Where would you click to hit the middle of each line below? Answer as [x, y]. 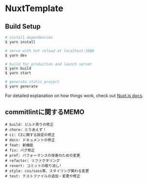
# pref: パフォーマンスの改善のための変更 [43, 155]
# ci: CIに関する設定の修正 [30, 135]
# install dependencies [29, 37]
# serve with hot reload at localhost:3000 [50, 51]
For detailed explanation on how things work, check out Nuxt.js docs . [74, 96]
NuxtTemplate [34, 8]
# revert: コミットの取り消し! [33, 166]
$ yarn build [18, 68]
